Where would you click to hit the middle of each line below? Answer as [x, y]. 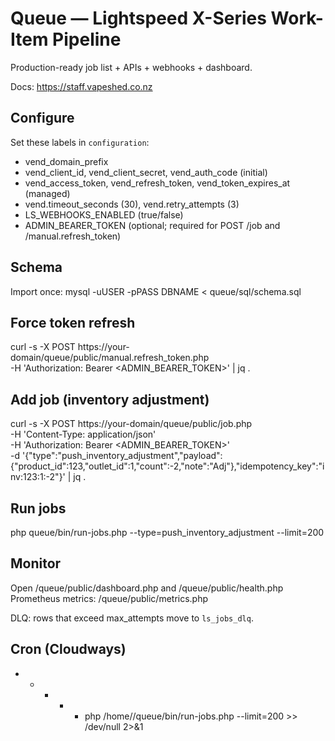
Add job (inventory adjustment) [110, 399]
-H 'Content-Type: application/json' [83, 434]
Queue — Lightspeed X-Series [138, 18]
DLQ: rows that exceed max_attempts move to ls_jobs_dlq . [132, 618]
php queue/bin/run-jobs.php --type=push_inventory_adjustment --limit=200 [167, 532]
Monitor [36, 563]
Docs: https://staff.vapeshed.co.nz [81, 86]
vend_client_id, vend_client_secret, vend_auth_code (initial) [146, 172]
